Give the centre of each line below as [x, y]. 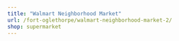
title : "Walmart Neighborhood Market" [64, 14]
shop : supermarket [34, 26]
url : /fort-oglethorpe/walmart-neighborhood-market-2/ [90, 20]
